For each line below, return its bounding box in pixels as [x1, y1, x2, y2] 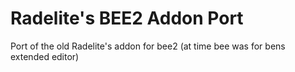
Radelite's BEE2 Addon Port [10, 7, 244, 30]
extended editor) [10, 50, 80, 62]
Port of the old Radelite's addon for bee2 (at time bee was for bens [10, 40, 286, 52]
